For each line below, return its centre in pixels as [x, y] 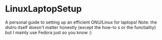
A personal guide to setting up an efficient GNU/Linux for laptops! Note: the [81, 22]
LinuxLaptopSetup [43, 9]
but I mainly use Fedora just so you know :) [48, 32]
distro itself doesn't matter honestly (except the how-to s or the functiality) [81, 27]
